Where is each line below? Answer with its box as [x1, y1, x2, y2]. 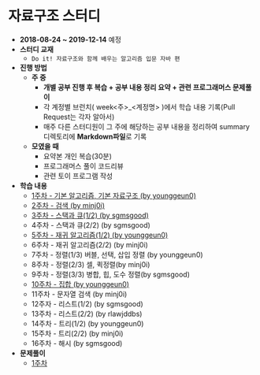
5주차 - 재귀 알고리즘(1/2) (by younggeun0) [31, 230, 169, 239]
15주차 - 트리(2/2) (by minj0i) [31, 329, 124, 338]
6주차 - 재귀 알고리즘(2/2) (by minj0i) [31, 239, 148, 249]
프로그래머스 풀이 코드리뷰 [43, 161, 124, 170]
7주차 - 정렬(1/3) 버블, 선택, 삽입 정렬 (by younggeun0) [31, 250, 203, 259]
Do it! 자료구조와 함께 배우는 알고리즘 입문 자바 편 [31, 54, 180, 63]
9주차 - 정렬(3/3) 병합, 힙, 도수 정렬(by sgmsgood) [31, 269, 191, 279]
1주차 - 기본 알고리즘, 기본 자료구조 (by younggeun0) [31, 191, 197, 200]
